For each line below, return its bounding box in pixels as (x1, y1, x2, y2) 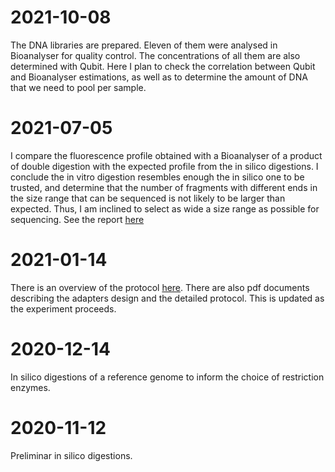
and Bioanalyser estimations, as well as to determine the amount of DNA (10, 71, 308, 83)
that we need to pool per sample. (10, 81, 147, 93)
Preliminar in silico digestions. (10, 449, 133, 461)
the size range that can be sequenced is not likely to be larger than (10, 192, 286, 204)
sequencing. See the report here (10, 213, 145, 225)
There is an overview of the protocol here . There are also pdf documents (10, 281, 310, 293)
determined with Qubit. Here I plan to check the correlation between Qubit (10, 60, 316, 72)
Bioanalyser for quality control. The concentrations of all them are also (10, 49, 301, 61)
